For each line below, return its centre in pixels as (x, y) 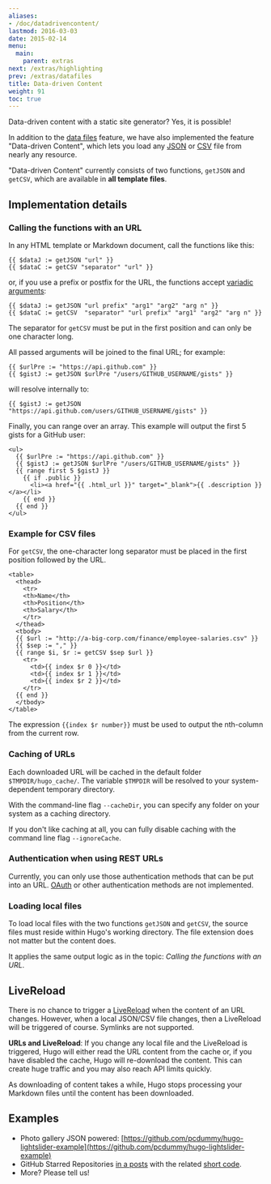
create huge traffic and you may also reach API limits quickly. (110, 1069)
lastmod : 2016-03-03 (43, 31)
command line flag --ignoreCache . (65, 838)
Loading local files (45, 906)
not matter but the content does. (62, 941)
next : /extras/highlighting (56, 69)
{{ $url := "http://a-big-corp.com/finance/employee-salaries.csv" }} (137, 639)
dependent (27, 789)
